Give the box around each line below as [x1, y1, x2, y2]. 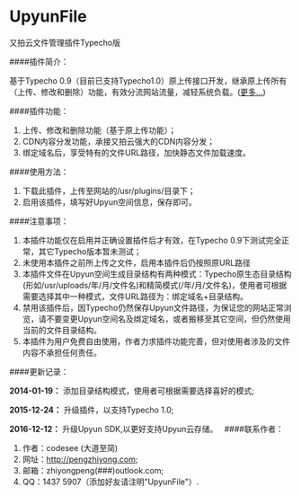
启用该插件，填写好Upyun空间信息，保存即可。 [22, 196, 197, 208]
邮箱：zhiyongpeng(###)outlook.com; [22, 465, 164, 475]
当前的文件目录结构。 [22, 324, 102, 335]
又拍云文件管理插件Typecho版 [9, 37, 121, 48]
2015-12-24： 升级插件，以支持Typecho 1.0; [9, 404, 174, 415]
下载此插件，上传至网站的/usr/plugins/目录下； [22, 185, 196, 196]
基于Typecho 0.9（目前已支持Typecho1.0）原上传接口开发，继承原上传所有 [9, 75, 288, 86]
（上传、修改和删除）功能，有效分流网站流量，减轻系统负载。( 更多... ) [9, 86, 267, 97]
